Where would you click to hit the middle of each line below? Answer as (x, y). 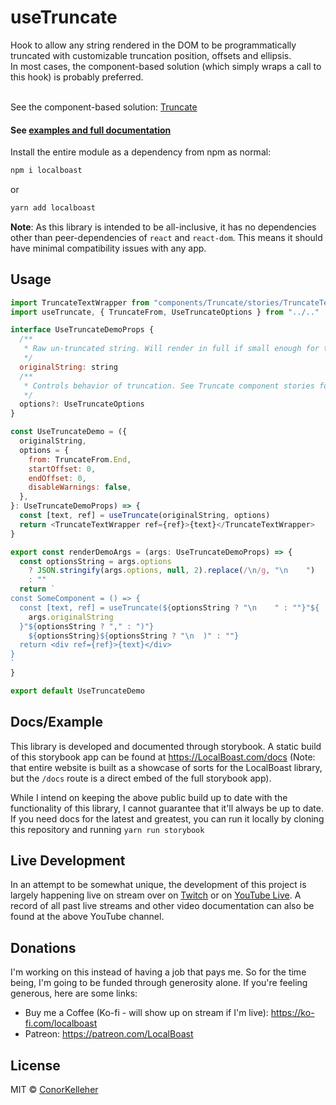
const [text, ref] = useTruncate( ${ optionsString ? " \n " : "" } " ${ (169, 607)
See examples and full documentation (91, 130)
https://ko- (292, 1013)
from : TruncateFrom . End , (80, 459)
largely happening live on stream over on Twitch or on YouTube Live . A (156, 895)
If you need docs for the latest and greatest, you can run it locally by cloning (167, 818)
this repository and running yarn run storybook (107, 829)
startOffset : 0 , (62, 469)
